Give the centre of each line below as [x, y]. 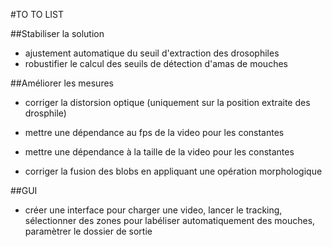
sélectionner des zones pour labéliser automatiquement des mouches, [170, 220]
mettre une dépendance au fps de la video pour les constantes [154, 132]
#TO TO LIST [37, 14]
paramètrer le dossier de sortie [88, 231]
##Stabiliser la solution [57, 33]
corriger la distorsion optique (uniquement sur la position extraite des [167, 102]
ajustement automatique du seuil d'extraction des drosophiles [152, 53]
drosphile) [45, 113]
